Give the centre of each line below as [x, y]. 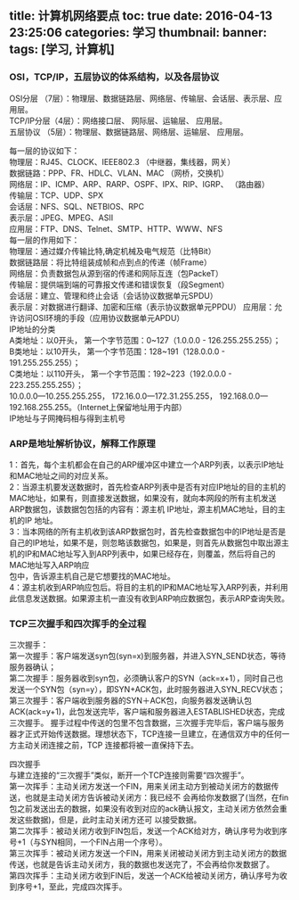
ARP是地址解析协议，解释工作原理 [82, 443]
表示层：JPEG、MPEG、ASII [61, 218]
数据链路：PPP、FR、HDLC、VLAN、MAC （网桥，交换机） [119, 173]
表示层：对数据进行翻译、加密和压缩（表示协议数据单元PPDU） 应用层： [142, 307]
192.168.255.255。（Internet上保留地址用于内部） [98, 407]
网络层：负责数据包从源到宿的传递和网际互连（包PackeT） [117, 273]
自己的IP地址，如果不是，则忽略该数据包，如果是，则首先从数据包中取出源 [145, 542]
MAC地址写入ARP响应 [49, 565]
